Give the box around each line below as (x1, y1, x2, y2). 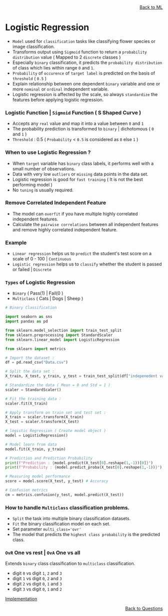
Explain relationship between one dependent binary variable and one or (12, 80, 160, 86)
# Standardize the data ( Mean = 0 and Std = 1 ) (5, 382, 111, 388)
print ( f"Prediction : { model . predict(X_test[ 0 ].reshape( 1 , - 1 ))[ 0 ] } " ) (5, 460, 153, 465)
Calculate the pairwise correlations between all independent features (12, 221, 158, 227)
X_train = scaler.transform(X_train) (5, 414, 84, 419)
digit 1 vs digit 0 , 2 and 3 (12, 575, 62, 581)
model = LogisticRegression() (5, 433, 68, 438)
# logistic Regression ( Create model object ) (5, 428, 106, 433)
